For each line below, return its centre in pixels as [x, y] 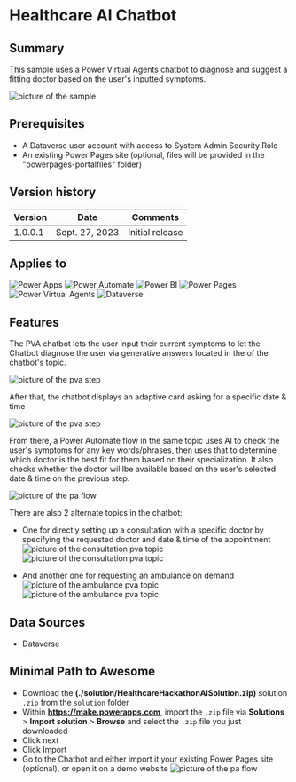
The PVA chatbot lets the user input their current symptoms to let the [135, 344]
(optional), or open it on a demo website [95, 768]
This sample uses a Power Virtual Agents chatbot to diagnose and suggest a [148, 69]
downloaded [45, 731]
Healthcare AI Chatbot [93, 16]
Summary [37, 48]
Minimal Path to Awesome [82, 671]
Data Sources [47, 622]
